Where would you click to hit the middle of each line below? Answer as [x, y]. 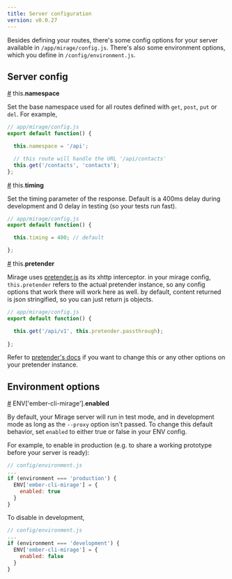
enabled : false [42, 556]
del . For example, [32, 114]
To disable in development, [46, 518]
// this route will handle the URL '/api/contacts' [90, 159]
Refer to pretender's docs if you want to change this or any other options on [116, 357]
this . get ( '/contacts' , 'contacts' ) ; [67, 165]
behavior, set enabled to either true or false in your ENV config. [97, 432]
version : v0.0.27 [32, 20]
